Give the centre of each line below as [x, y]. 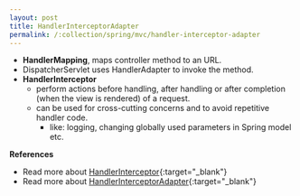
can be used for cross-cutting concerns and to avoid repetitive [152, 108]
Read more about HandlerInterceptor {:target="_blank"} [125, 172]
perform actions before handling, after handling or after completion [161, 89]
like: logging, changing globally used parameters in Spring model [170, 127]
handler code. [62, 117]
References [32, 154]
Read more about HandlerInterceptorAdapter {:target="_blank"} [140, 182]
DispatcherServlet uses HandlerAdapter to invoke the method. [138, 70]
